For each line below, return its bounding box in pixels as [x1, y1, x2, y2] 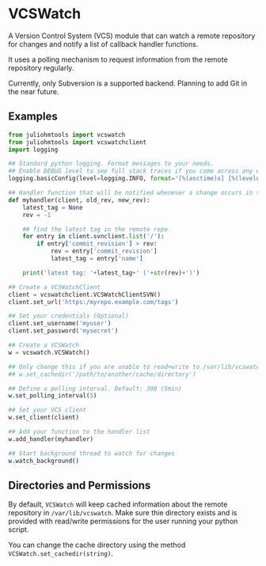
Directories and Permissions [8, 478, 151, 492]
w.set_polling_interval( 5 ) [8, 392, 97, 400]
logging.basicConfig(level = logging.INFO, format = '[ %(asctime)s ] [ [8, 175, 232, 183]
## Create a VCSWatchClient [8, 283, 101, 291]
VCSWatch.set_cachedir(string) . [8, 549, 113, 558]
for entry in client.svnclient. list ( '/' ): [22, 233, 165, 241]
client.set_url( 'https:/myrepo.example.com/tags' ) [8, 298, 179, 306]
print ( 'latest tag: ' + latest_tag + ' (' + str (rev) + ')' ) [22, 268, 200, 277]
